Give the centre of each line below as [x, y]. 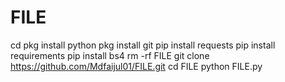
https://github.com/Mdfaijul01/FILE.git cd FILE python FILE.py [136, 66]
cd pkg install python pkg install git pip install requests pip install [143, 45]
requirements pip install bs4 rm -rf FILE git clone [110, 55]
